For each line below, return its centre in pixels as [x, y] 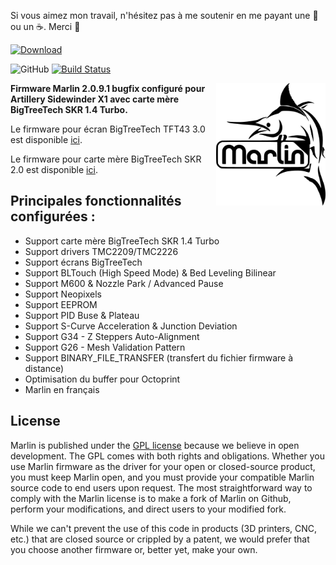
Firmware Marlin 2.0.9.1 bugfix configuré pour [108, 88]
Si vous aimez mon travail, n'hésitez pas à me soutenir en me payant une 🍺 [164, 15]
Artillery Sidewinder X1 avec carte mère [95, 99]
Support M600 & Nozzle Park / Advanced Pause [124, 283]
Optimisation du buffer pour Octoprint [102, 379]
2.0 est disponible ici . [54, 169]
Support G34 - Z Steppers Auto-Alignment [112, 336]
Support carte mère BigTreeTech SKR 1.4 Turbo [122, 241]
